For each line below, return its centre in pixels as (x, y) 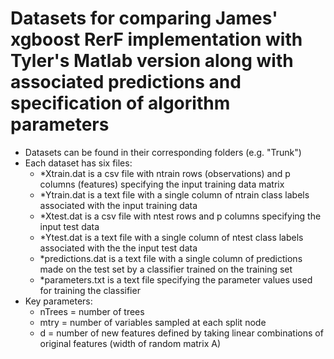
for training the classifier (90, 290)
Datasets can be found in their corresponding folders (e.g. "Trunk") (163, 152)
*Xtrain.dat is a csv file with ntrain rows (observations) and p (165, 173)
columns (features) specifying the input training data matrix (162, 184)
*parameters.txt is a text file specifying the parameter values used (176, 279)
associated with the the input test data (118, 248)
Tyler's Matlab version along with (152, 61)
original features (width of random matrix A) (130, 343)
